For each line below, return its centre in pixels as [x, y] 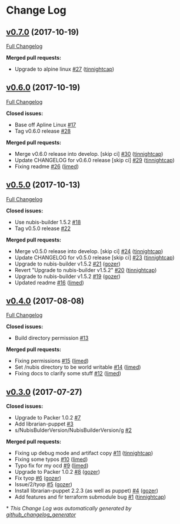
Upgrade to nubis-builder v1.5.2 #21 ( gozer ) [67, 264]
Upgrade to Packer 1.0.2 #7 [48, 418]
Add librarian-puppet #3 [44, 424]
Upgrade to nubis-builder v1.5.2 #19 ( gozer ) [67, 276]
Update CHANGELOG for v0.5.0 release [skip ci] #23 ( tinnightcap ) [94, 257]
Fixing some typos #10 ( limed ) [51, 459]
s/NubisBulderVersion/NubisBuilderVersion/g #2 [73, 430]
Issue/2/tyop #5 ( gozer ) [43, 484]
